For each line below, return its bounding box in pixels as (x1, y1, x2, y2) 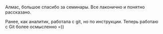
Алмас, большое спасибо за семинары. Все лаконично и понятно (5, 4, 145, 10)
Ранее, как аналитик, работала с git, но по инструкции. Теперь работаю (5, 19, 159, 24)
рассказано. (5, 9, 31, 15)
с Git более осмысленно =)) (5, 24, 65, 30)
